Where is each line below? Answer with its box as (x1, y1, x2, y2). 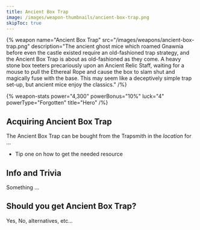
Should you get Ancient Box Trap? (6, 201, 137, 211)
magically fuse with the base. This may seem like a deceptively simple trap (6, 74, 192, 82)
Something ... (6, 184, 39, 191)
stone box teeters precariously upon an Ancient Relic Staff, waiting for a (6, 62, 185, 69)
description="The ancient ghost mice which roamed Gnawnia (31, 43, 184, 50)
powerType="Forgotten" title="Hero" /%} (6, 99, 108, 106)
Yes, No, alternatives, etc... (6, 217, 73, 224)
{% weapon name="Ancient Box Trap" (6, 37, 101, 44)
